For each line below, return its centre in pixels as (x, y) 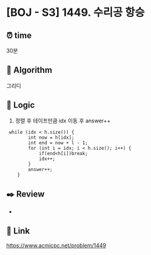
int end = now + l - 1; (58, 143)
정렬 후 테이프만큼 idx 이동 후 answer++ (63, 121)
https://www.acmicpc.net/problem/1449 (56, 246)
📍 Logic (21, 105)
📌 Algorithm (29, 70)
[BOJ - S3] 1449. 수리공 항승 (75, 12)
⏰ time (19, 35)
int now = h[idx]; (51, 138)
